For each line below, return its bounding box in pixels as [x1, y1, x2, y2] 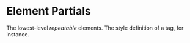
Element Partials [6, 4, 92, 18]
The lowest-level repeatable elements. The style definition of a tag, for [6, 24, 184, 31]
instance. [6, 30, 30, 38]
